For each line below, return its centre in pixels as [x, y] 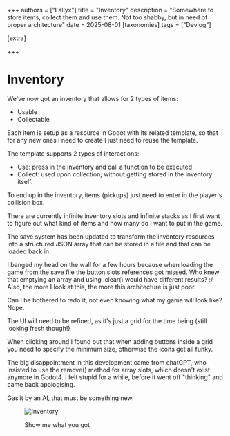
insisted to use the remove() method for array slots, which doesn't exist [109, 370]
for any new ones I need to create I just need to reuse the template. [103, 140]
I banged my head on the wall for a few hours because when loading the [110, 264]
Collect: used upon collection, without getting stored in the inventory [115, 174]
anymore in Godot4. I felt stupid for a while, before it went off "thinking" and [115, 377]
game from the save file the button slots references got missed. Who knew [113, 272]
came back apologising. [41, 384]
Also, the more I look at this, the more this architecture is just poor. [102, 287]
